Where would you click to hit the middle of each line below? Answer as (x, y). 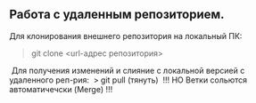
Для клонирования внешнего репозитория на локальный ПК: (126, 36)
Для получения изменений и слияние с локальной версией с (128, 70)
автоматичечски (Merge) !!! (61, 89)
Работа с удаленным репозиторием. (117, 15)
